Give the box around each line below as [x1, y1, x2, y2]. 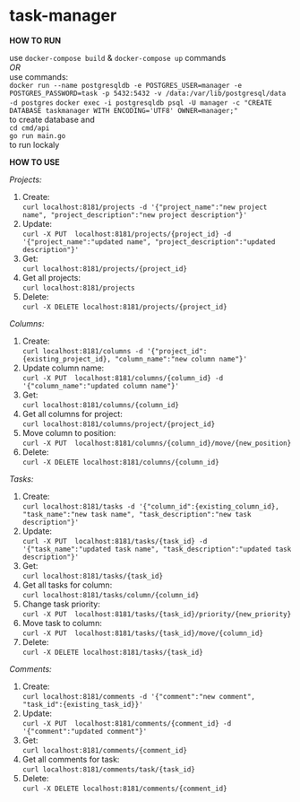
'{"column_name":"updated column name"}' [21, 381, 179, 390]
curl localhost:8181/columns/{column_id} [21, 400, 179, 409]
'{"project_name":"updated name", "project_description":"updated [21, 237, 276, 247]
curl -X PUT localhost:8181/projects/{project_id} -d [21, 230, 232, 239]
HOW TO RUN [9, 35, 61, 46]
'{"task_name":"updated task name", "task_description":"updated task [21, 545, 292, 554]
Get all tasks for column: [21, 580, 113, 590]
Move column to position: [21, 427, 116, 438]
